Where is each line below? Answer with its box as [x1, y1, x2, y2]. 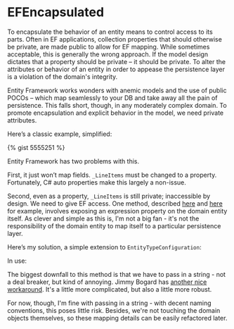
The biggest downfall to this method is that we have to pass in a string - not [7, 270, 226, 278]
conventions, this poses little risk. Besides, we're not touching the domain [7, 306, 221, 314]
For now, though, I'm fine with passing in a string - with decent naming [7, 299, 212, 307]
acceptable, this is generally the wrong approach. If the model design [7, 50, 209, 58]
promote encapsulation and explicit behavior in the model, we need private [7, 108, 223, 117]
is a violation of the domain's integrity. [7, 72, 118, 81]
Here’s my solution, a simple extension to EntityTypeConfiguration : [7, 242, 202, 251]
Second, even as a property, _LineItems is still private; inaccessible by [7, 192, 211, 200]
